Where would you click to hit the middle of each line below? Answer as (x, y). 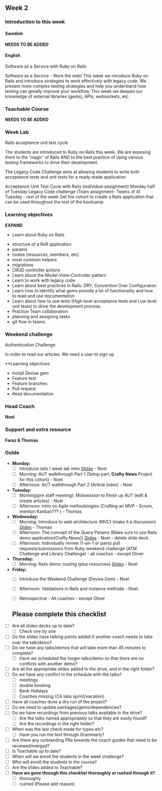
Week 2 (17, 8)
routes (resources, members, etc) (45, 254)
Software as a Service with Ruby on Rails (46, 66)
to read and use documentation (43, 296)
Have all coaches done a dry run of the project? (59, 702)
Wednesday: (25, 517)
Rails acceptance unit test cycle (37, 143)
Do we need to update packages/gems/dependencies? (67, 707)
